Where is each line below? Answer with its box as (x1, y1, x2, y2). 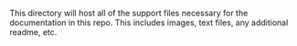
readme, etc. (9, 27, 58, 37)
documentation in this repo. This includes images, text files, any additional (9, 17, 289, 28)
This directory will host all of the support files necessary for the (9, 8, 249, 18)
